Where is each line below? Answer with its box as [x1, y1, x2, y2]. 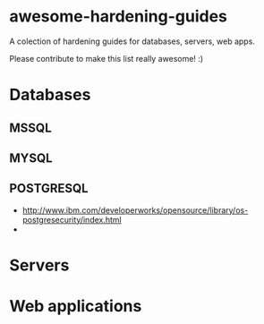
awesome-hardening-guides [9, 6, 228, 27]
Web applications [9, 296, 142, 317]
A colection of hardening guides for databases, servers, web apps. [9, 36, 255, 47]
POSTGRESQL [9, 181, 89, 196]
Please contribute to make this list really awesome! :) [9, 53, 204, 64]
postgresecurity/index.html [21, 214, 123, 225]
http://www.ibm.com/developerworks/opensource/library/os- [21, 204, 249, 216]
